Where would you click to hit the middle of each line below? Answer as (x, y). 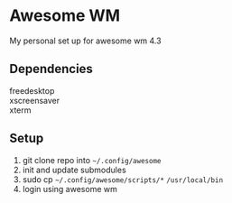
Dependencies (51, 69)
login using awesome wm (70, 189)
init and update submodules (74, 170)
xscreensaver (35, 100)
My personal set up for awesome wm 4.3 (85, 41)
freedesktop (32, 90)
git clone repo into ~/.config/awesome (92, 160)
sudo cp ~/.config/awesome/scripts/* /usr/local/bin (123, 179)
